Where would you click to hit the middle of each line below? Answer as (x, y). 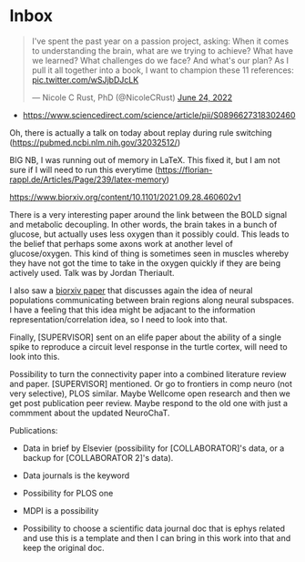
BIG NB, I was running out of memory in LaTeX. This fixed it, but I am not (145, 159)
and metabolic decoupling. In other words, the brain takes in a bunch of (143, 224)
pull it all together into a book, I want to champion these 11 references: (163, 70)
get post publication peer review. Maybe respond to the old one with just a (149, 403)
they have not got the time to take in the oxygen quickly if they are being (145, 263)
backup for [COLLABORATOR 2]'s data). (98, 457)
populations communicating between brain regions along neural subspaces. (152, 300)
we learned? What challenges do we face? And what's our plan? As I (160, 60)
